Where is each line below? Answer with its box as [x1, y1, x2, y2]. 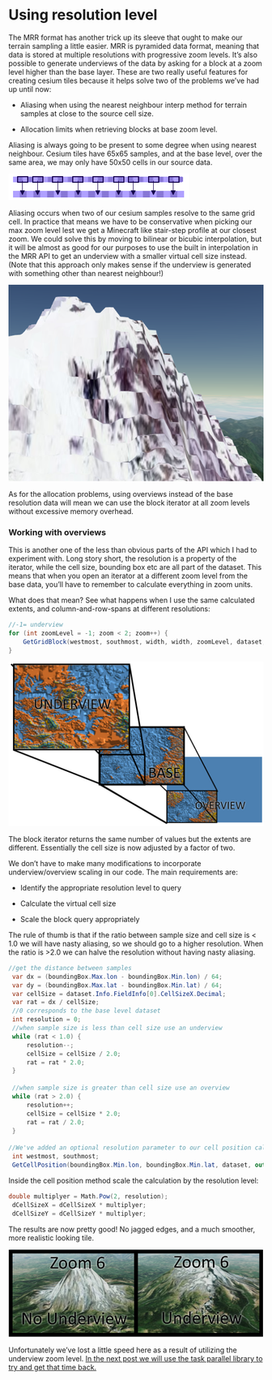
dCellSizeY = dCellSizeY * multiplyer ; [11, 1210, 147, 1218]
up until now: [8, 84, 52, 94]
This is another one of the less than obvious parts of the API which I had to [8, 546, 257, 555]
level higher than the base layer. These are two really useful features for [8, 67, 249, 76]
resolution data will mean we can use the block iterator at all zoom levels [8, 498, 250, 507]
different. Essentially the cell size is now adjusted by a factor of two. [8, 843, 236, 852]
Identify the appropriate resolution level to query [19, 882, 182, 892]
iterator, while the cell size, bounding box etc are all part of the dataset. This [8, 563, 262, 572]
